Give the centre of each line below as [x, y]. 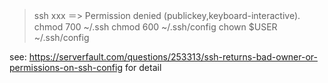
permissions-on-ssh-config [66, 67]
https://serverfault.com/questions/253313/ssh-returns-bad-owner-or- [173, 57]
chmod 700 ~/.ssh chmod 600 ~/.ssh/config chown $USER [155, 27]
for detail [143, 67]
